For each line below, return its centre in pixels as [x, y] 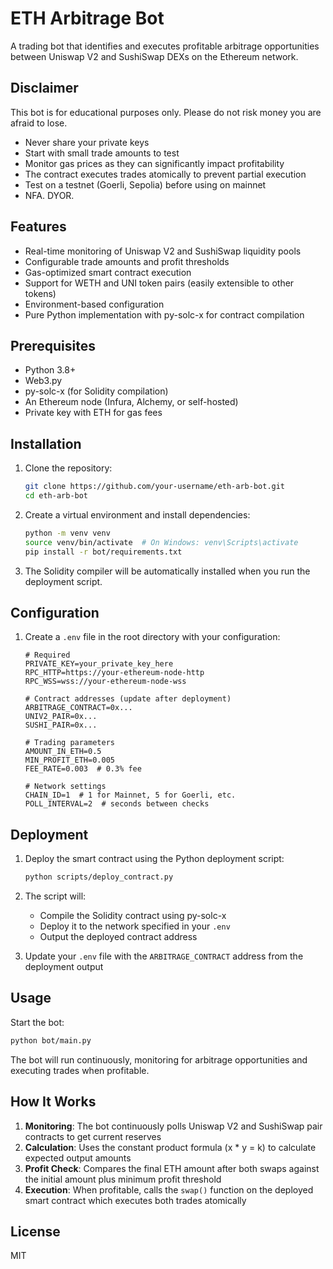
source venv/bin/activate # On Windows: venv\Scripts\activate [161, 542]
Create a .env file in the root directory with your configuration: [152, 637]
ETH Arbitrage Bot [87, 18]
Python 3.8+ [50, 370]
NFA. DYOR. [49, 195]
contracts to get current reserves [93, 1136]
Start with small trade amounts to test [102, 153]
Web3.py [43, 381]
